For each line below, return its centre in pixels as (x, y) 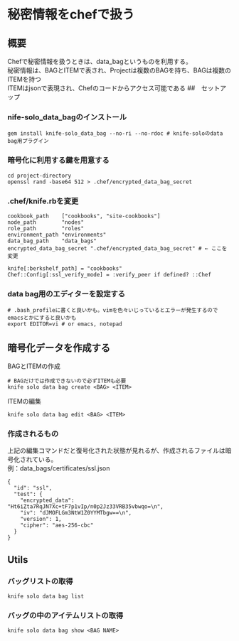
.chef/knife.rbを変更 (43, 201)
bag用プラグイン (28, 141)
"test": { (28, 495)
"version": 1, (41, 519)
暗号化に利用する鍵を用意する (59, 161)
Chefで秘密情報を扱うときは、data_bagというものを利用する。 (100, 61)
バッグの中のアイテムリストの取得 (65, 615)
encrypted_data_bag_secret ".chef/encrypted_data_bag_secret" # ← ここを (117, 248)
